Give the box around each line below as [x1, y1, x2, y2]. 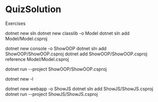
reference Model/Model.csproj [5, 56, 69, 62]
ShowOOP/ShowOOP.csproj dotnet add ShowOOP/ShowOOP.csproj [5, 51, 148, 57]
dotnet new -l [5, 76, 34, 82]
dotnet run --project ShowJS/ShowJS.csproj [5, 91, 98, 97]
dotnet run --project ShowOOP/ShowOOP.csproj [5, 66, 107, 72]
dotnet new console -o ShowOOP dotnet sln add [5, 45, 107, 51]
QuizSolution [5, 4, 61, 15]
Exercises [5, 20, 26, 26]
